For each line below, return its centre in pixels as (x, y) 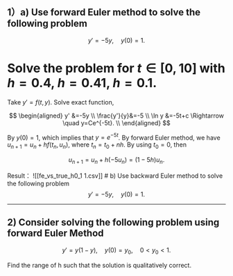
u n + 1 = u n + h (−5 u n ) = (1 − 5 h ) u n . (116, 160)
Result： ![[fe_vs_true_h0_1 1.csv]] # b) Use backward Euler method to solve (115, 176)
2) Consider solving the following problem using (113, 222)
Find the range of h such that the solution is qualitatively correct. (100, 265)
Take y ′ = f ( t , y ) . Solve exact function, (61, 102)
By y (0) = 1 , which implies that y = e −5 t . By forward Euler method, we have (114, 137)
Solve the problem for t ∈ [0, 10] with (116, 68)
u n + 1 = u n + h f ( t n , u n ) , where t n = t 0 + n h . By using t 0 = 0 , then (97, 146)
